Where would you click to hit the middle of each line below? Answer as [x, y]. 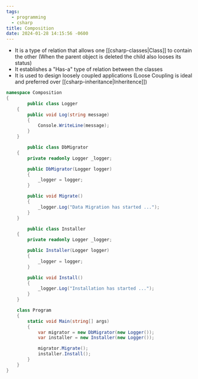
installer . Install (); [64, 354]
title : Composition [30, 28]
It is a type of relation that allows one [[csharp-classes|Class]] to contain [103, 50]
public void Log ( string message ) [69, 115]
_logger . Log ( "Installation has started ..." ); [96, 289]
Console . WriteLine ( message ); [74, 126]
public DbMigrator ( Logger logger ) [70, 169]
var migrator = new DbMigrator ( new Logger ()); [96, 332]
